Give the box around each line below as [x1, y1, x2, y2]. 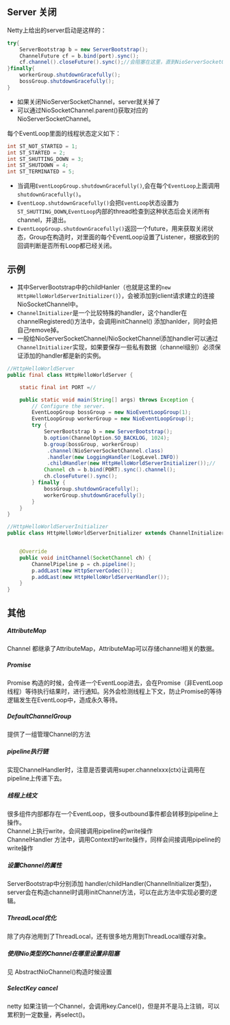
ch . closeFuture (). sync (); [43, 473, 118, 480]
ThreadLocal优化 [7, 913, 57, 922]
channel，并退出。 [16, 216, 71, 224]
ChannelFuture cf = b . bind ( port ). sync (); [19, 52, 139, 60]
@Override [19, 548, 48, 555]
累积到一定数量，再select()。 [7, 1011, 89, 1019]
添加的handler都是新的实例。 [23, 351, 105, 360]
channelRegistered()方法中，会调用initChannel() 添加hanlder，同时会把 [16, 317, 218, 325]
